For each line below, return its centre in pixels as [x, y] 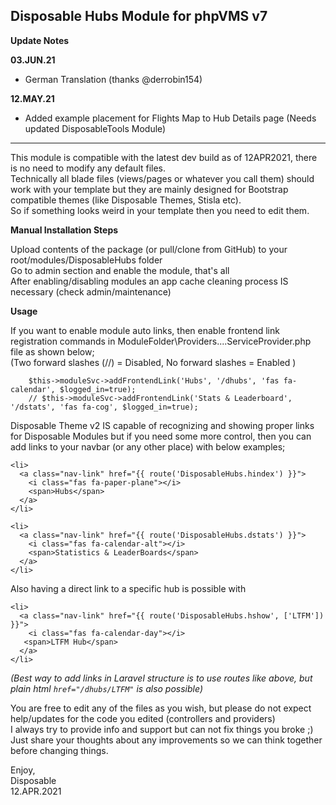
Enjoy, [23, 770]
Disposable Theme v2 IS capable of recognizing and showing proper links [162, 425]
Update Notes [40, 40]
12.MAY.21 [32, 98]
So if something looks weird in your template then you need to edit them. [160, 210]
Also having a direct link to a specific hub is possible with [128, 588]
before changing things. [59, 750]
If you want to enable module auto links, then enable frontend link [145, 330]
